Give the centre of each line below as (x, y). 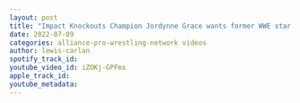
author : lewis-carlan (50, 51)
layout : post (34, 17)
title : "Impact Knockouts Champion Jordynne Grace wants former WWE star (150, 26)
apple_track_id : (40, 76)
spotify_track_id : (44, 59)
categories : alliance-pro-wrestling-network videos (108, 43)
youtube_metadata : (44, 84)
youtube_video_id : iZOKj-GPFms (68, 68)
